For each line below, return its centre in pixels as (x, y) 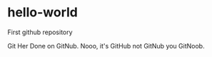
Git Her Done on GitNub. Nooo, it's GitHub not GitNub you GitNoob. (106, 46)
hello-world (43, 12)
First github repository (40, 32)
